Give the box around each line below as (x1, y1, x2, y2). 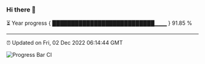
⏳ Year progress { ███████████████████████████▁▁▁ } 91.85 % (6, 19, 193, 27)
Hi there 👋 (6, 5, 37, 14)
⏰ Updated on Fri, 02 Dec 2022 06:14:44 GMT (6, 39, 123, 46)
